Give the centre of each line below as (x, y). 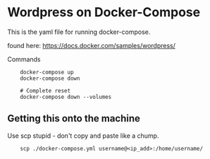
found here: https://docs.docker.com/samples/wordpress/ (92, 45)
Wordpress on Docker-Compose (104, 12)
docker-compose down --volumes (66, 97)
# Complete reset (45, 90)
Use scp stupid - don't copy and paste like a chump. (83, 136)
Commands (24, 59)
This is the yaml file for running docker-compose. (79, 32)
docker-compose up (47, 72)
